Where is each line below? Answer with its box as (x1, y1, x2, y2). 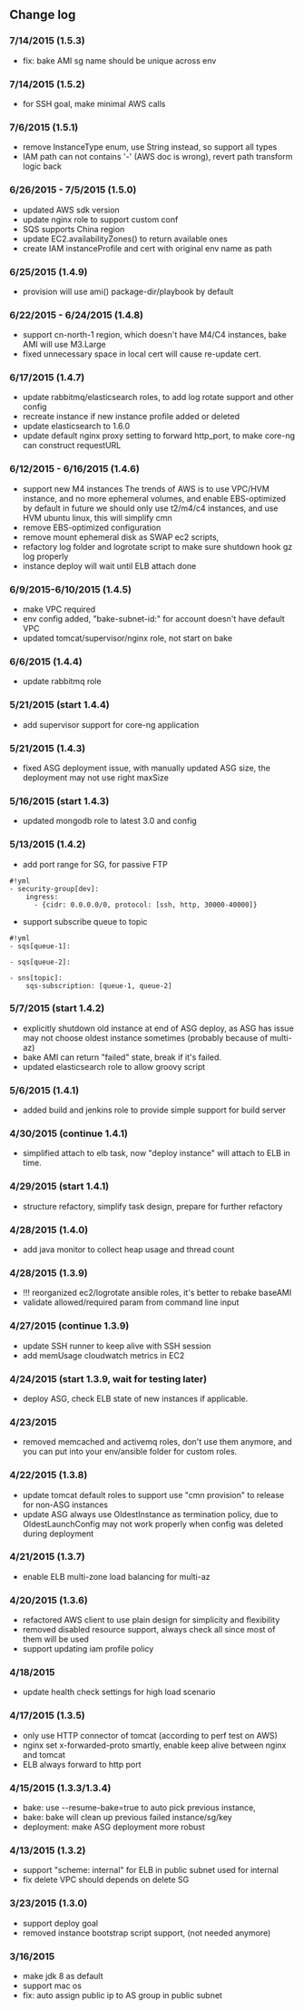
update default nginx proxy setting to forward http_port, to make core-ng (22, 430, 296, 441)
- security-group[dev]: (9, 884, 100, 893)
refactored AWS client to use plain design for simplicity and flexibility (22, 1614, 280, 1625)
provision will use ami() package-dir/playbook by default (22, 286, 234, 297)
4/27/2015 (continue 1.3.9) (9, 1319, 130, 1332)
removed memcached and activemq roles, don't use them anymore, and (22, 1436, 292, 1447)
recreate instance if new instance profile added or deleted (22, 411, 240, 422)
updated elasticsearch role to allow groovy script (22, 1061, 206, 1072)
